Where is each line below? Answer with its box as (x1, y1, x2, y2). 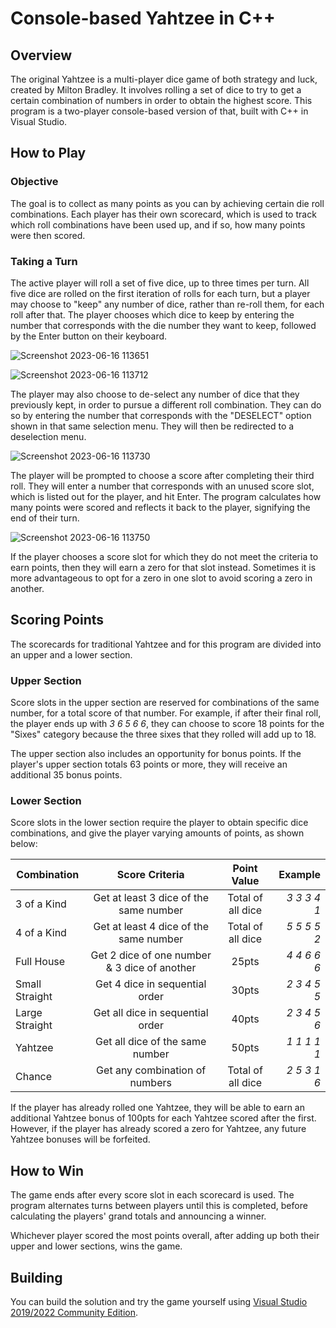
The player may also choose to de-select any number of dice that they (10, 388, 300, 400)
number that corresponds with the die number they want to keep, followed (10, 319, 317, 331)
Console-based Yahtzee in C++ (10, 7, 276, 30)
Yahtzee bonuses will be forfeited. (10, 1133, 151, 1146)
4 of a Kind (15, 926, 67, 940)
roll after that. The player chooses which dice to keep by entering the (10, 308, 295, 321)
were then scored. (10, 229, 86, 241)
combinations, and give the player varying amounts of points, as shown (10, 827, 305, 839)
